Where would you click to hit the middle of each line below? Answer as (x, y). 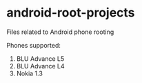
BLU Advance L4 (40, 66)
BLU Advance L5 (40, 58)
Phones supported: (34, 45)
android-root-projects (71, 13)
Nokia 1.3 (29, 73)
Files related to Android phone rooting (60, 32)
